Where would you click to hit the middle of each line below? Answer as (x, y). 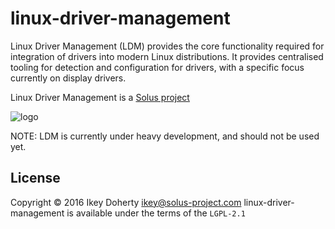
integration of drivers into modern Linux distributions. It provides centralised (167, 56)
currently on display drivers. (68, 78)
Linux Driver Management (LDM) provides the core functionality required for (167, 46)
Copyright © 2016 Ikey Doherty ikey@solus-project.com (126, 202)
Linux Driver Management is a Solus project (100, 97)
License (35, 178)
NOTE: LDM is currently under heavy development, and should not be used (165, 136)
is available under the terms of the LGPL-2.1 (156, 213)
